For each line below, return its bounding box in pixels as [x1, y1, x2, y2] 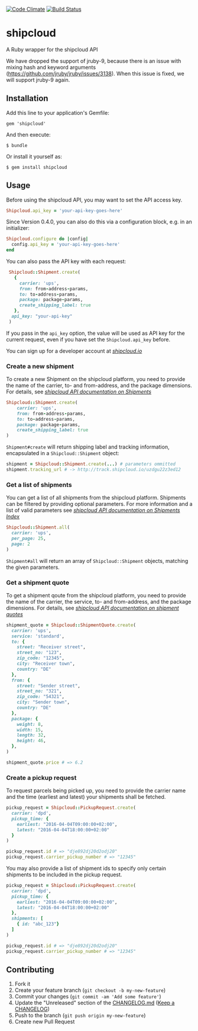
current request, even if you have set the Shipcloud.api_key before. [6, 335, 170, 343]
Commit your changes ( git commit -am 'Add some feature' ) [14, 993, 161, 1000]
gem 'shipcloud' [6, 120, 46, 127]
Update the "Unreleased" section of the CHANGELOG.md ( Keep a [14, 999, 175, 1007]
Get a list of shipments [6, 481, 72, 489]
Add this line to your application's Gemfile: [6, 109, 109, 116]
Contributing [6, 965, 54, 975]
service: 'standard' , [11, 633, 65, 639]
